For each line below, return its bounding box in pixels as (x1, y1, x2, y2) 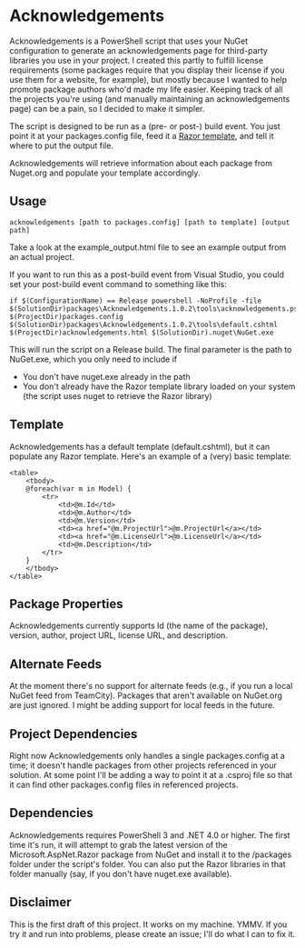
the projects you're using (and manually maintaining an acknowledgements (9, 93, 290, 105)
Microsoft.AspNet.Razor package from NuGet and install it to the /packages (9, 849, 292, 860)
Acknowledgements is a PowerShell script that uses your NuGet (9, 35, 249, 46)
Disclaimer (9, 894, 72, 910)
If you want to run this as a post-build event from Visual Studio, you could (9, 269, 284, 280)
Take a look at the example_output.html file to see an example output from (9, 242, 287, 253)
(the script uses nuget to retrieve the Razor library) (22, 390, 212, 401)
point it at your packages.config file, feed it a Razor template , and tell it (9, 130, 274, 141)
